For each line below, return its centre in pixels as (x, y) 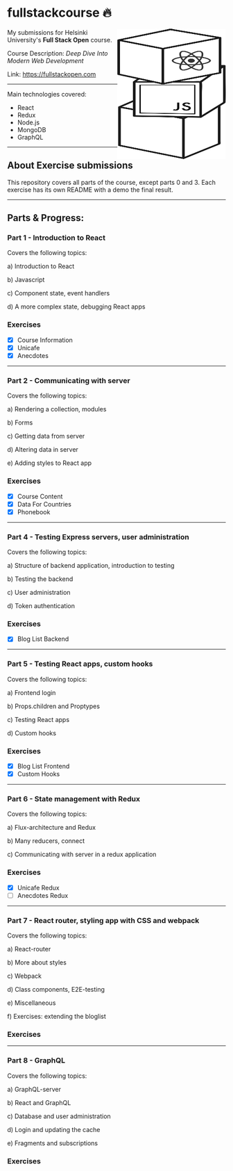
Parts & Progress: (46, 218)
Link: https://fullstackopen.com (52, 74)
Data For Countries (44, 504)
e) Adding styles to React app (50, 463)
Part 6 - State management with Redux (74, 799)
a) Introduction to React (41, 266)
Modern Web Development (46, 60)
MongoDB (32, 129)
